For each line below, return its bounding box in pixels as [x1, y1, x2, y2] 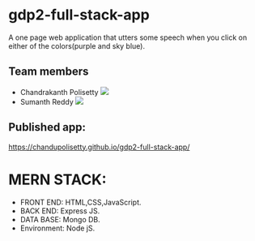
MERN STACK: [8, 170, 107, 188]
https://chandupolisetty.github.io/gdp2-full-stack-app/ [8, 142, 190, 152]
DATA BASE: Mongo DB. [19, 214, 101, 224]
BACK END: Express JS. [19, 205, 100, 216]
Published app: [8, 120, 87, 135]
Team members [8, 65, 89, 79]
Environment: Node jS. [19, 223, 96, 233]
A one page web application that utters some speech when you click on [8, 32, 248, 42]
